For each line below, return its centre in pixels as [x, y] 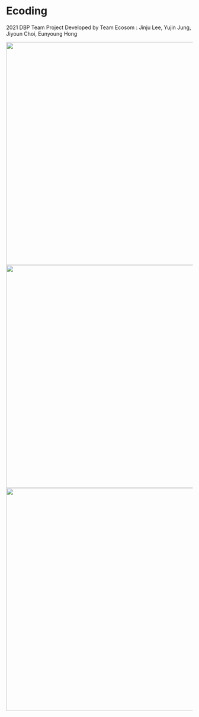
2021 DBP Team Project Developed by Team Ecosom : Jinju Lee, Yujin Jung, [99, 27]
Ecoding [27, 11]
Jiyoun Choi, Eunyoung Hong [42, 33]
